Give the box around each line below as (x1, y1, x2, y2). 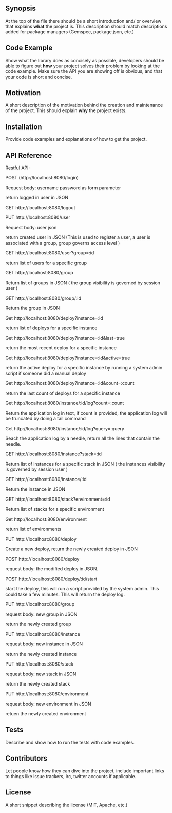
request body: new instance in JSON (5, 641, 83, 647)
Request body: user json (5, 225, 57, 231)
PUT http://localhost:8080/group (5, 601, 75, 607)
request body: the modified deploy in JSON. (5, 566, 99, 572)
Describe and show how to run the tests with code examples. (5, 739, 135, 745)
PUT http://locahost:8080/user (5, 214, 71, 220)
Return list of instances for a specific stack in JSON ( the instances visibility (5, 461, 165, 467)
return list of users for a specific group (5, 260, 87, 266)
